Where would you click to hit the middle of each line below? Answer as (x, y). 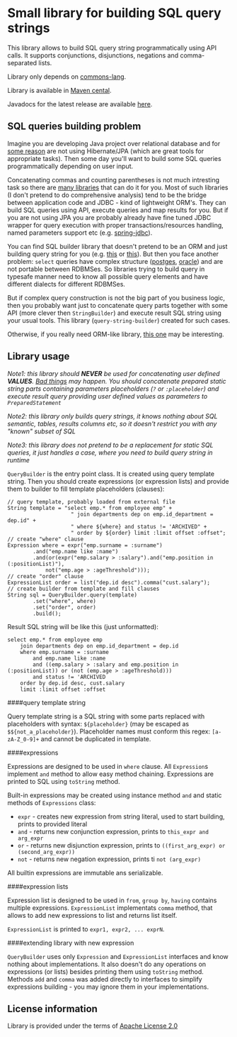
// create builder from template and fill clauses (83, 589)
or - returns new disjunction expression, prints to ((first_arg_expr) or (121, 845)
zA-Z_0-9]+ (23, 739)
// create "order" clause (45, 576)
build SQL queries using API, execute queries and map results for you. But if (118, 210)
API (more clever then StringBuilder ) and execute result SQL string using (114, 313)
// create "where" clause (45, 539)
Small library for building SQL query (114, 13)
